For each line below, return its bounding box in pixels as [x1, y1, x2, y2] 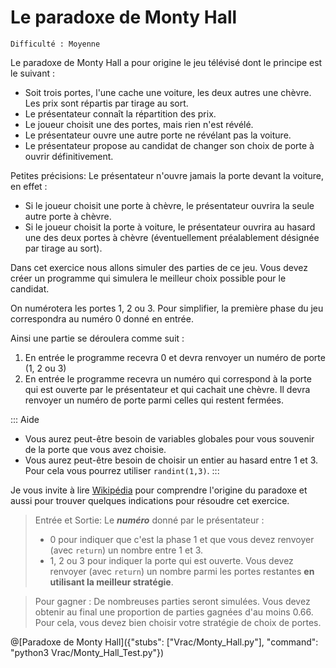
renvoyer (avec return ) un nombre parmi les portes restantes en [49, 565, 315, 577]
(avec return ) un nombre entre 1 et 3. [49, 544, 204, 556]
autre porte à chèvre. [24, 210, 112, 222]
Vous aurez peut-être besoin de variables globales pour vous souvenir [24, 432, 315, 445]
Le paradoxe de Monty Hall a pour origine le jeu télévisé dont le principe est [10, 56, 323, 68]
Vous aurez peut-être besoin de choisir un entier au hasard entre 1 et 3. [24, 454, 319, 466]
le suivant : [10, 67, 56, 79]
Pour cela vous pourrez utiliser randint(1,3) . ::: [24, 464, 220, 476]
